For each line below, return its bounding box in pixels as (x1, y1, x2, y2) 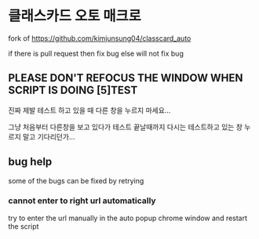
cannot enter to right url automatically (8, 195, 156, 206)
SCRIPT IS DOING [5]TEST (8, 84, 138, 97)
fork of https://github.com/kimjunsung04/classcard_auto (8, 33, 192, 43)
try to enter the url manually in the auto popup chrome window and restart (8, 213, 248, 223)
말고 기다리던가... (22, 132, 75, 141)
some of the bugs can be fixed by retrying (8, 176, 144, 185)
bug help (8, 155, 53, 168)
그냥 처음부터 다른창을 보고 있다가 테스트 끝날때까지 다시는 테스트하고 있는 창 (8, 122, 243, 132)
